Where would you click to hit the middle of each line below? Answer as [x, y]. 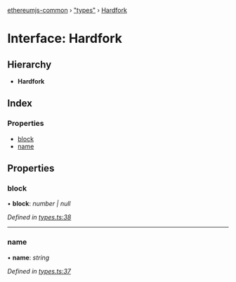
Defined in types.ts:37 [39, 271]
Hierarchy [29, 64]
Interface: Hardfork [65, 39]
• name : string [28, 257]
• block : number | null [39, 204]
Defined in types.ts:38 [39, 217]
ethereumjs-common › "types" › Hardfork [67, 10]
